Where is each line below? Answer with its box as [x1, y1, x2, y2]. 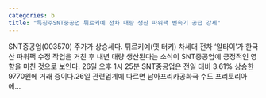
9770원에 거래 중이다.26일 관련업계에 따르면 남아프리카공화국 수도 [8, 71, 214, 81]
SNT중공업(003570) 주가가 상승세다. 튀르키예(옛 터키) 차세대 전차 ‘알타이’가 [8, 41, 244, 51]
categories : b [8, 11, 56, 20]
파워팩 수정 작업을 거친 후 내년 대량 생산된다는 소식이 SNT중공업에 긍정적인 [16, 51, 249, 61]
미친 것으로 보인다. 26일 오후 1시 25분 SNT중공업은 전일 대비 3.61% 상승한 [22, 61, 254, 71]
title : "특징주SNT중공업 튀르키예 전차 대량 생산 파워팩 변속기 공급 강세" [8, 19, 221, 27]
